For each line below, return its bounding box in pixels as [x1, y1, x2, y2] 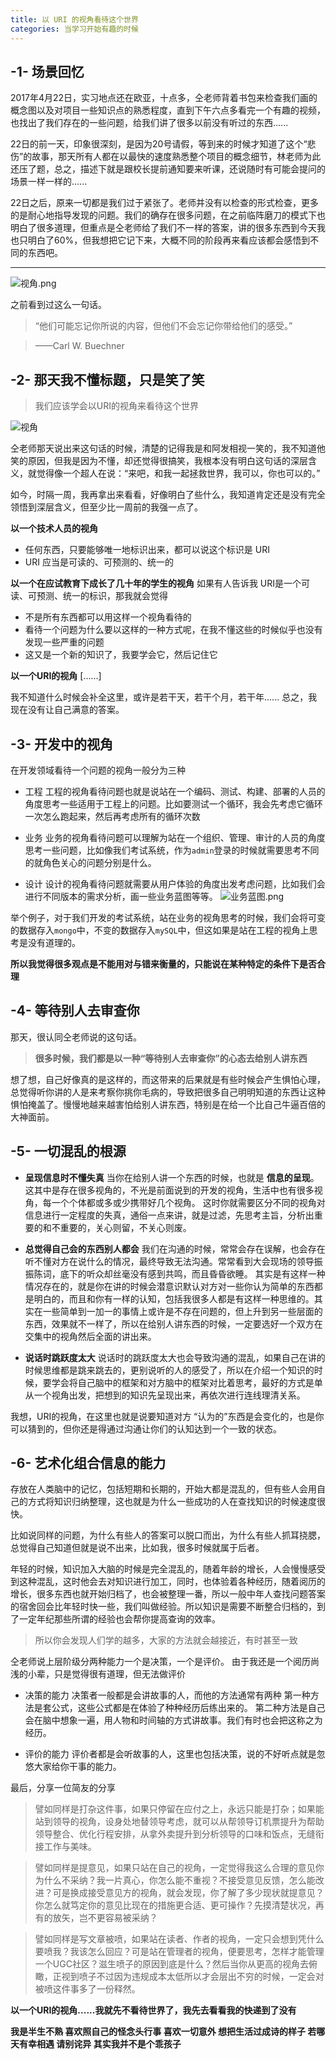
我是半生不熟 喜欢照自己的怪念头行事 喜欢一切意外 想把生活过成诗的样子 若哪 [10, 2026, 326, 2038]
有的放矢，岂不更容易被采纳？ [34, 1912, 158, 1924]
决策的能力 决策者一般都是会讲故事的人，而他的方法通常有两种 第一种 [24, 1689, 311, 1701]
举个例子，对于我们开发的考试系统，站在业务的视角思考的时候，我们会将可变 [10, 911, 326, 923]
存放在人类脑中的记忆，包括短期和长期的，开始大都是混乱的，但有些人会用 [10, 1483, 317, 1495]
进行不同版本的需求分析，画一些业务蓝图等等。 [24, 890, 218, 902]
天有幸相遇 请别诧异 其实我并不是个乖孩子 [10, 2038, 182, 2050]
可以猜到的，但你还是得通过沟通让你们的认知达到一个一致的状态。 [10, 1422, 282, 1435]
